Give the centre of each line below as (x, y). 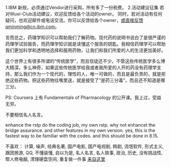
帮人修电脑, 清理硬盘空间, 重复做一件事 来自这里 (55, 159)
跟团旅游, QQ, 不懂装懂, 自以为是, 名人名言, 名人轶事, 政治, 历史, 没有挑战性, (84, 153)
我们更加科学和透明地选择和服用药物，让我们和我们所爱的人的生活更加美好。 (85, 50)
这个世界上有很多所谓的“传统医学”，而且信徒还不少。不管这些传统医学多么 (83, 61)
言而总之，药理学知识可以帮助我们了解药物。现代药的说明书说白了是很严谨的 (85, 38)
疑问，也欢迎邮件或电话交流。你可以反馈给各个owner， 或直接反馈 (74, 20)
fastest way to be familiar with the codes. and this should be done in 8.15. (82, 136)
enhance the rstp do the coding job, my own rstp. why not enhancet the (80, 125)
